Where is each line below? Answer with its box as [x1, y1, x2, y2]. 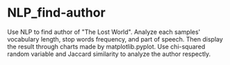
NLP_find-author [7, 5, 106, 21]
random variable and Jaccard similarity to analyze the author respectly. [7, 50, 211, 58]
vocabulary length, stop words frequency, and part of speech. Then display [7, 35, 224, 43]
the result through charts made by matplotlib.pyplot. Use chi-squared [7, 42, 206, 50]
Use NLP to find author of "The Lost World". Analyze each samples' [7, 28, 201, 36]
